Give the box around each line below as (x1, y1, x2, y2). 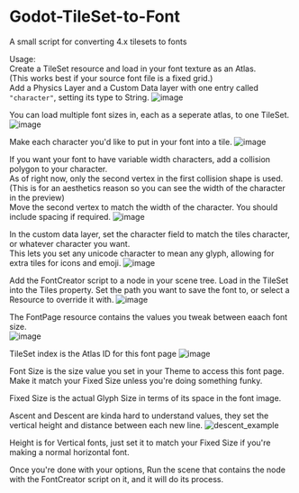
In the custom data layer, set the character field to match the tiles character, (9, 228, 291, 240)
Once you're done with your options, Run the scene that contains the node (9, 464, 286, 475)
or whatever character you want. (9, 238, 131, 249)
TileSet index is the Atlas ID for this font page (9, 348, 177, 359)
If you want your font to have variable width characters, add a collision (9, 153, 271, 164)
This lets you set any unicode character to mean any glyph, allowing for (9, 248, 275, 259)
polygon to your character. (9, 163, 108, 174)
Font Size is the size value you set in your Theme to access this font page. (9, 365, 285, 376)
